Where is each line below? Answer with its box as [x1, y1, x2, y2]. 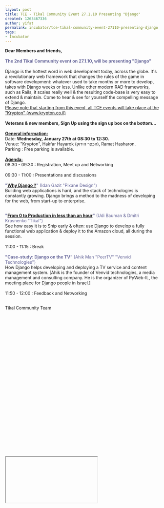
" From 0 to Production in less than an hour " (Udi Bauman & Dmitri [5, 213, 140, 218]
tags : [5, 30, 16, 35]
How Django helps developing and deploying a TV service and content [5, 264, 147, 270]
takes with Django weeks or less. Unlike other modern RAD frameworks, [5, 84, 150, 90]
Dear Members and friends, [5, 47, 62, 54]
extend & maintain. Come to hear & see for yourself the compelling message [5, 94, 159, 100]
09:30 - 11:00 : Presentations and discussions [5, 172, 97, 178]
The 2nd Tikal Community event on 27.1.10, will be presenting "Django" [5, 58, 152, 64]
